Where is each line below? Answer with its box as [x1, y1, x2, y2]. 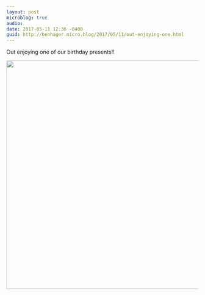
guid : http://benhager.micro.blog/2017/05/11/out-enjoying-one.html [6, 32, 184, 38]
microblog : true [6, 15, 48, 21]
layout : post [6, 9, 40, 15]
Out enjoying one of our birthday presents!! [6, 48, 115, 55]
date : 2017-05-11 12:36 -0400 [6, 26, 84, 32]
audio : [6, 20, 23, 26]
